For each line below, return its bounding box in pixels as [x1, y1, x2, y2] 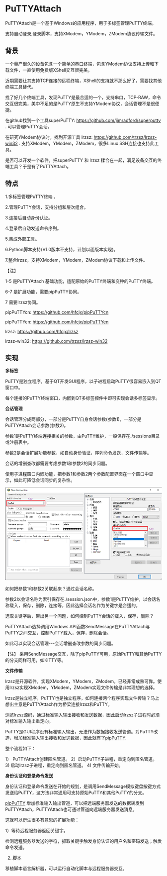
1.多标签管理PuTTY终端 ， [5, 194, 59, 199]
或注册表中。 [5, 439, 31, 445]
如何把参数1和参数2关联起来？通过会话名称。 [5, 585, 97, 591]
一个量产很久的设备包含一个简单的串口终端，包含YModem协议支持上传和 [5, 61, 155, 67]
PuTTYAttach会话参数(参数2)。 [5, 422, 69, 428]
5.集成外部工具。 [5, 236, 40, 242]
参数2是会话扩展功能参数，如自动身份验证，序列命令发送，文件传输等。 [5, 450, 152, 456]
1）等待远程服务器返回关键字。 [5, 827, 68, 833]
